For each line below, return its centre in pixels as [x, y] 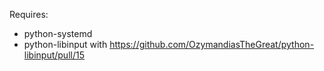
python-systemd [58, 33]
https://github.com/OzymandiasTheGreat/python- [212, 44]
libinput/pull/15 [54, 55]
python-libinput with [65, 44]
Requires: [29, 14]
